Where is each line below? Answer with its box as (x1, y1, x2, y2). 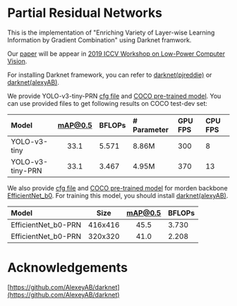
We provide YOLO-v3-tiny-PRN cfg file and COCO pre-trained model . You (7, 92, 221, 100)
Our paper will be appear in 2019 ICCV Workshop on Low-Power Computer (7, 49, 226, 58)
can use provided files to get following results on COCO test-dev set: (7, 99, 208, 107)
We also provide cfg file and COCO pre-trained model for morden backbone (7, 183, 228, 192)
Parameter (133, 125, 169, 135)
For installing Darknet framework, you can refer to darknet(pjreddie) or (7, 71, 212, 79)
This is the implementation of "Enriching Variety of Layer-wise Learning (7, 28, 215, 37)
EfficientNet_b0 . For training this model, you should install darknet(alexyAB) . (7, 191, 229, 200)
